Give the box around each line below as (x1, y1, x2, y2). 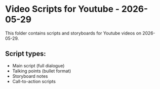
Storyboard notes (12, 73, 48, 79)
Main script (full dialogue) (12, 62, 65, 68)
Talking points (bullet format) (12, 68, 72, 74)
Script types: (5, 50, 46, 58)
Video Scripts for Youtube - (5, 3, 120, 15)
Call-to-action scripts (12, 78, 56, 84)
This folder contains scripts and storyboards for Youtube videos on (5, 30, 142, 36)
